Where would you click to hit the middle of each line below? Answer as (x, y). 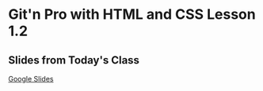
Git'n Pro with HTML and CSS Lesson (132, 15)
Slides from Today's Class (74, 60)
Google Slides (31, 79)
